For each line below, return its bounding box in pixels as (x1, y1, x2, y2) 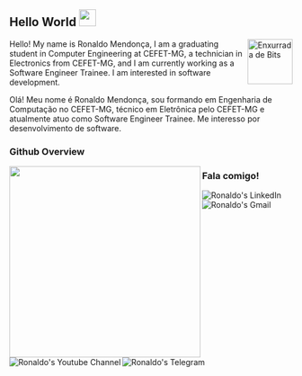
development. (9, 76, 60, 87)
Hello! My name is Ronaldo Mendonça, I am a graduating (9, 38, 219, 49)
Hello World (9, 14, 76, 30)
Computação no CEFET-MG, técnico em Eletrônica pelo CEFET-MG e (9, 103, 265, 114)
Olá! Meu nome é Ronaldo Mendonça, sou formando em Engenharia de (9, 94, 272, 104)
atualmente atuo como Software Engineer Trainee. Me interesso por (9, 113, 261, 124)
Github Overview (9, 145, 85, 157)
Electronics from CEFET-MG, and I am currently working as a (9, 58, 235, 68)
